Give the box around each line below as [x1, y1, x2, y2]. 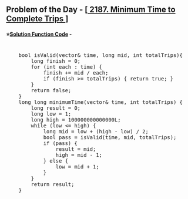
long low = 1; [31, 110, 72, 117]
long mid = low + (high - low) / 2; [43, 128, 149, 134]
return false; [31, 87, 72, 93]
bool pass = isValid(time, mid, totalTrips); [43, 134, 177, 140]
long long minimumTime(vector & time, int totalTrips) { [18, 99, 183, 105]
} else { [43, 157, 69, 164]
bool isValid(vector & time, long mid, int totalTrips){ [18, 52, 183, 58]
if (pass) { [43, 140, 78, 146]
